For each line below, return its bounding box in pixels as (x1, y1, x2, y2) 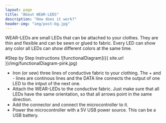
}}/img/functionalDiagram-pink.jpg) (5, 60, 78, 66)
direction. (12, 97, 32, 103)
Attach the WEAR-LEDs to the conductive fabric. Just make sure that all (12, 86, 160, 92)
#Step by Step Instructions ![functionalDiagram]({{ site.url (5, 55, 124, 61)
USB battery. (12, 113, 39, 119)
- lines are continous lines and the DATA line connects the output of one (12, 75, 161, 81)
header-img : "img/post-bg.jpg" (5, 21, 70, 26)
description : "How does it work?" (5, 16, 77, 21)
